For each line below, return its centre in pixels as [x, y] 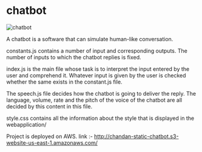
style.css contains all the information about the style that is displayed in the [100, 118]
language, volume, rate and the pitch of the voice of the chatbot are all [94, 100]
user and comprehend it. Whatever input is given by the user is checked [96, 75]
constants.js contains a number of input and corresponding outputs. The [97, 51]
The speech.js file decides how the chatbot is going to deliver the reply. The [101, 93]
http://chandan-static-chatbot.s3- [136, 136]
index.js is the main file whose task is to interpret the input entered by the [98, 69]
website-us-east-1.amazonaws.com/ [52, 142]
